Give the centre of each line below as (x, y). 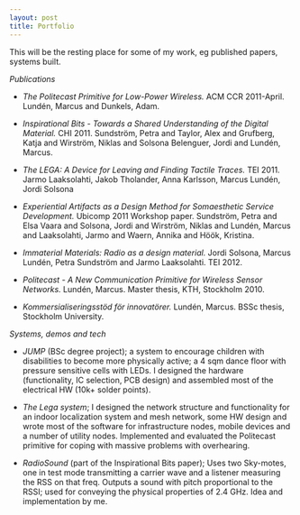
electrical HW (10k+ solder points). (86, 390)
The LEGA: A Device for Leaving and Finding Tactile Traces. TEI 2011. (151, 170)
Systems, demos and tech (58, 334)
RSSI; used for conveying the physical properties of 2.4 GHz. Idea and (153, 492)
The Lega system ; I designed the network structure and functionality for (156, 407)
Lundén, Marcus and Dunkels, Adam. (91, 106)
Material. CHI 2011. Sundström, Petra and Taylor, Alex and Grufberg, (148, 133)
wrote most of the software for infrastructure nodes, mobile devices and (156, 426)
